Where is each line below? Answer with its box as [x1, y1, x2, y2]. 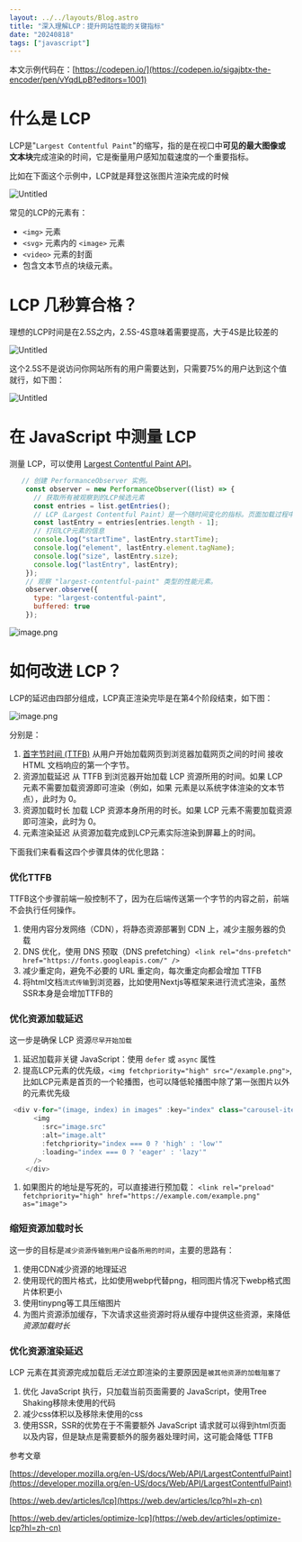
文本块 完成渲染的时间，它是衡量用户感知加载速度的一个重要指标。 [9, 151, 253, 162]
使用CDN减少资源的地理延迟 [22, 1264, 128, 1274]
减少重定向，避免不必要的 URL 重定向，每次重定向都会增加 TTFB [22, 965, 262, 976]
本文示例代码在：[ [9, 64, 76, 75]
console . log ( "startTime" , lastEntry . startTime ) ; [32, 535, 219, 544]
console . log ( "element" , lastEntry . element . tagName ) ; [32, 543, 235, 552]
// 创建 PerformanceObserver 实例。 [21, 477, 152, 486]
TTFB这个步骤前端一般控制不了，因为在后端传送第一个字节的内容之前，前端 [9, 893, 289, 904]
